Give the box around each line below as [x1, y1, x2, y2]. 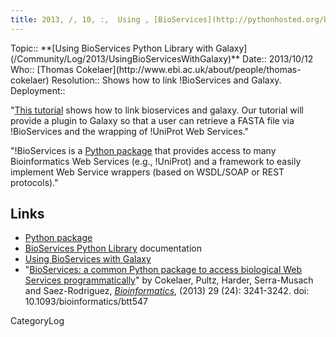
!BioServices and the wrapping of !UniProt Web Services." [10, 125, 249, 137]
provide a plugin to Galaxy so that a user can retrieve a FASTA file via [10, 114, 295, 126]
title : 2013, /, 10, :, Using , [10, 14, 150, 25]
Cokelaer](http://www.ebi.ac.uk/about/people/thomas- [75, 63, 302, 75]
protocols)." [10, 176, 59, 188]
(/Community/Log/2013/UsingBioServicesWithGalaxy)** [10, 52, 241, 65]
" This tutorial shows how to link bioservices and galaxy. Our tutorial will [10, 104, 304, 116]
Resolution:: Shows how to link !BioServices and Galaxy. [51, 74, 282, 86]
